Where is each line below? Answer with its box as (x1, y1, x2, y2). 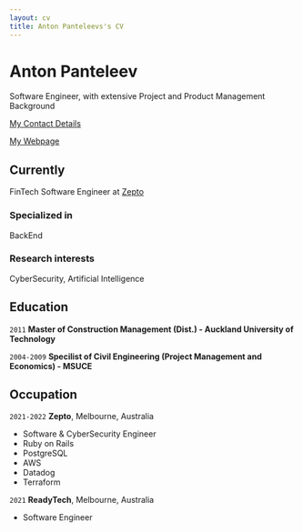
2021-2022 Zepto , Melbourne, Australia (9, 411, 155, 422)
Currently (9, 162, 66, 177)
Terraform (22, 477, 61, 487)
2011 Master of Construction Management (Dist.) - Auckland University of (9, 324, 294, 335)
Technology (9, 333, 56, 344)
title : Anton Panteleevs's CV (9, 22, 125, 31)
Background (9, 101, 56, 112)
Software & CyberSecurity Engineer (22, 428, 157, 439)
